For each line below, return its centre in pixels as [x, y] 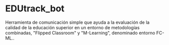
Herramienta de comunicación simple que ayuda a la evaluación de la [77, 22]
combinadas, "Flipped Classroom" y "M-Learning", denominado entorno [80, 33]
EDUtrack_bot [35, 9]
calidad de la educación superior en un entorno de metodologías [72, 27]
